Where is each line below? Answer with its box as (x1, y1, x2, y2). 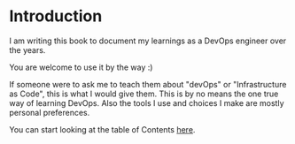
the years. (9, 44, 46, 55)
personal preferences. (9, 107, 90, 117)
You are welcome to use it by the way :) (9, 62, 153, 72)
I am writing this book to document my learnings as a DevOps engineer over (9, 35, 287, 46)
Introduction (9, 6, 103, 27)
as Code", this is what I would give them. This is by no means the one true (9, 88, 279, 99)
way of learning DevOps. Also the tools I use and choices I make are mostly (9, 97, 285, 108)
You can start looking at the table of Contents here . (9, 124, 196, 134)
